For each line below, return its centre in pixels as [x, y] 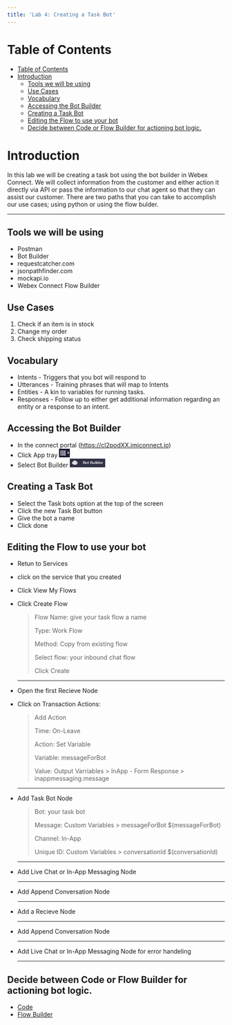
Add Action [50, 718]
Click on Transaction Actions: [59, 704]
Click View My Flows [47, 591]
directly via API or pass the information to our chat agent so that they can [111, 190]
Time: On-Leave [57, 731]
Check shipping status [49, 339]
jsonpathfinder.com [45, 271]
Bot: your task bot [60, 812]
